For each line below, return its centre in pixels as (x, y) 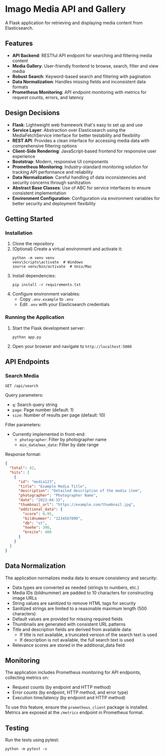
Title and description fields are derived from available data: (72, 629)
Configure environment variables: (46, 294)
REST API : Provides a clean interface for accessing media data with (81, 140)
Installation (19, 233)
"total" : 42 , (23, 468)
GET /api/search (22, 386)
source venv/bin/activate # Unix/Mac (52, 267)
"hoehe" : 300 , (37, 528)
